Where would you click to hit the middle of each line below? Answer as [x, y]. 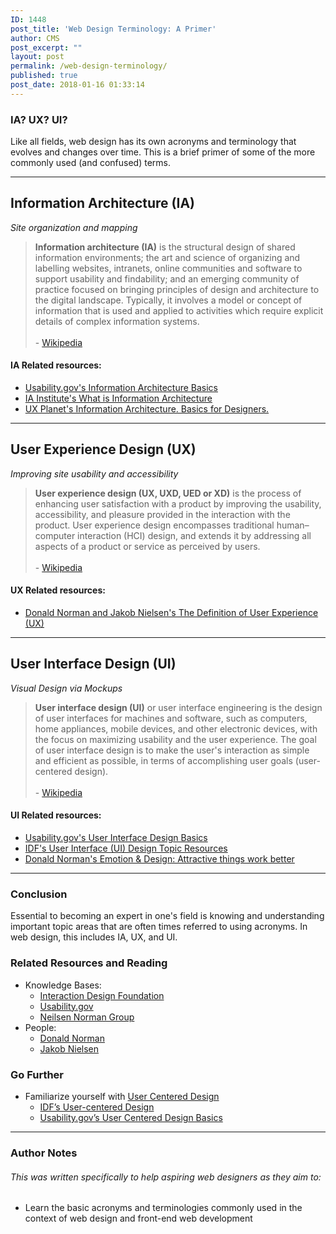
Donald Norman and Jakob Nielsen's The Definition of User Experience [171, 613]
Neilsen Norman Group [87, 1017]
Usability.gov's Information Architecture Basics [121, 388]
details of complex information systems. [117, 321]
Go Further [37, 1074]
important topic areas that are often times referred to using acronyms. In [159, 927]
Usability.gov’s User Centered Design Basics [131, 1117]
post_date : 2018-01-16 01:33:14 [77, 85]
